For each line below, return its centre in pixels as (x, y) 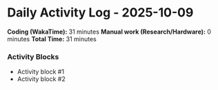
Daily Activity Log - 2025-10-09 (100, 13)
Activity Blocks (33, 56)
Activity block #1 (40, 72)
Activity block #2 (41, 79)
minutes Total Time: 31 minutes (52, 38)
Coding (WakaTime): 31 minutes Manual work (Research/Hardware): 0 (109, 32)
